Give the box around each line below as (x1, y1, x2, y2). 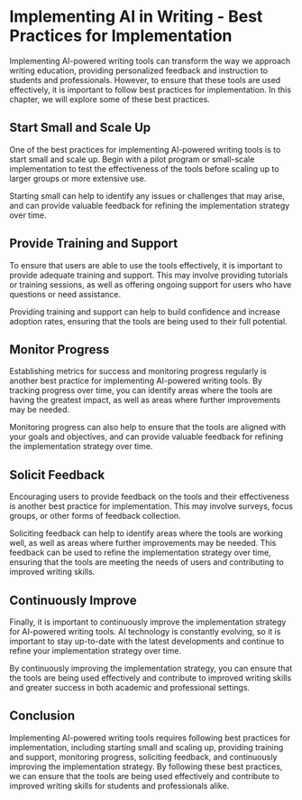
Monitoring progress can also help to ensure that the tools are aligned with (9, 422, 287, 433)
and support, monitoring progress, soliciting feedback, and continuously (9, 751, 278, 762)
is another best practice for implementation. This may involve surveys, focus (9, 501, 293, 512)
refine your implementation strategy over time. (9, 645, 182, 656)
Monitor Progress (9, 342, 110, 357)
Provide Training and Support (9, 236, 178, 251)
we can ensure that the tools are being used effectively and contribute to (9, 770, 279, 781)
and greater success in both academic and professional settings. (9, 682, 251, 692)
